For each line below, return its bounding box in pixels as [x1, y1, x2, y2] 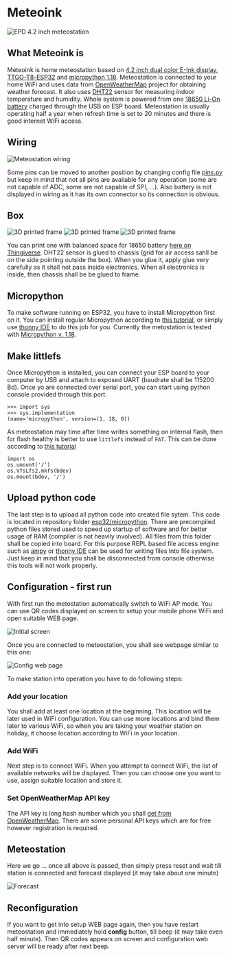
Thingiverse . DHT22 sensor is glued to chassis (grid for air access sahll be [7, 248, 218, 257]
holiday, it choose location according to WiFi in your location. [7, 729, 180, 737]
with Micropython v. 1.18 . [7, 331, 77, 339]
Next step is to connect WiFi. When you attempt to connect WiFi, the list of [7, 761, 218, 770]
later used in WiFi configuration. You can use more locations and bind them [7, 714, 220, 722]
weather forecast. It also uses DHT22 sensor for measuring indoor [7, 87, 195, 95]
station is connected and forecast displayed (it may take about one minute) [7, 869, 219, 877]
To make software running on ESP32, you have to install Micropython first [7, 309, 215, 317]
